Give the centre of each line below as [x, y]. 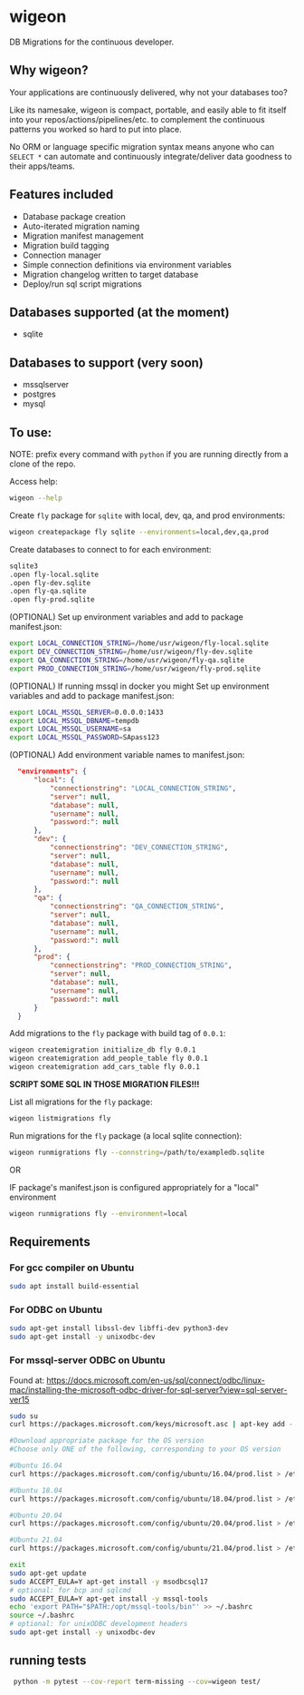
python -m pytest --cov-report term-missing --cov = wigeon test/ [137, 1681]
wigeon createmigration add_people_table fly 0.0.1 [109, 1059]
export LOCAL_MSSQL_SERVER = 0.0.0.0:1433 [87, 712]
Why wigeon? [49, 70]
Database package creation [74, 216]
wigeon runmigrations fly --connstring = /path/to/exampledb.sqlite [137, 1152]
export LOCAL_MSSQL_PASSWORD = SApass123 [85, 738]
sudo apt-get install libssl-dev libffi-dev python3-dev [119, 1328]
